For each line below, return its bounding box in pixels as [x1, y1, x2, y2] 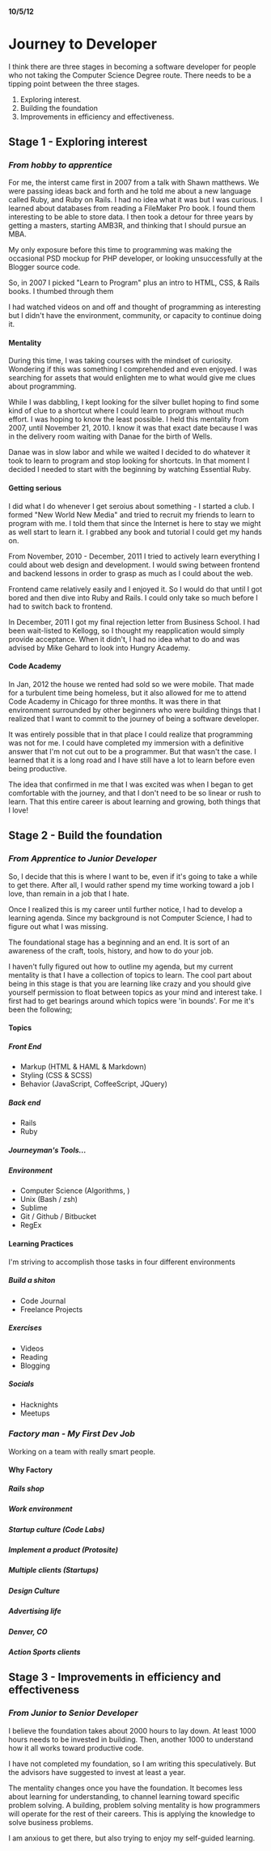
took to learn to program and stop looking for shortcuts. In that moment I [8, 456, 250, 465]
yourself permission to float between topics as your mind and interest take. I [8, 987, 262, 997]
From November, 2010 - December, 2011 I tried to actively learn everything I [8, 551, 260, 561]
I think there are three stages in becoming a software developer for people [8, 62, 256, 71]
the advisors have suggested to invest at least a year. [8, 1767, 186, 1777]
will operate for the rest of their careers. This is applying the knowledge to [8, 1809, 256, 1819]
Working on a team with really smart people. [8, 1446, 156, 1456]
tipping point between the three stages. [8, 79, 140, 88]
